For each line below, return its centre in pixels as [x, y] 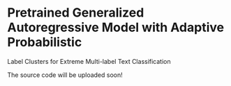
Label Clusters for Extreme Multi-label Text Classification [89, 61]
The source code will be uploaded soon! [65, 75]
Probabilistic [45, 42]
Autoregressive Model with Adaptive [116, 27]
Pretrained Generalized [76, 13]
